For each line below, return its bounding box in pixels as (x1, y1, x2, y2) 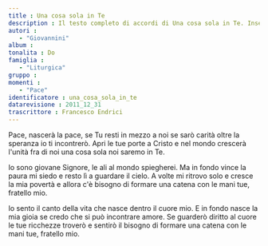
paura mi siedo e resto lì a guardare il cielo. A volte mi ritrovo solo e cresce (8, 171, 254, 181)
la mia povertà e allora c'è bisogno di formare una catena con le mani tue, (8, 180, 250, 188)
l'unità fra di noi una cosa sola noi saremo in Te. (8, 147, 165, 157)
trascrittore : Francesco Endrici (8, 109, 124, 117)
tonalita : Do (8, 49, 56, 57)
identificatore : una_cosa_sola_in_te (8, 93, 137, 101)
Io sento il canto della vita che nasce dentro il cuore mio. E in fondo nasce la (8, 204, 258, 212)
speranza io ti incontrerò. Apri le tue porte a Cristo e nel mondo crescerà (8, 139, 247, 148)
